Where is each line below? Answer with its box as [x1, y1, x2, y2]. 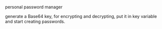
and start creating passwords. [5, 19, 65, 24]
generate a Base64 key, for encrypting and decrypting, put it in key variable [5, 14, 157, 19]
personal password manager [5, 4, 63, 10]
